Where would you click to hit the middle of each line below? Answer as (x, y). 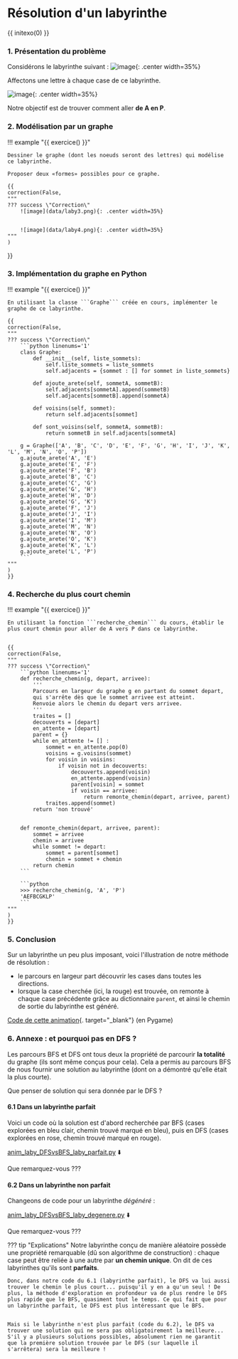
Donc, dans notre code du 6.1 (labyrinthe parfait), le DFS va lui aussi (119, 1281)
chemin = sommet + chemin (83, 860)
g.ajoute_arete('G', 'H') (59, 489)
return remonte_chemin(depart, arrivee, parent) (157, 797)
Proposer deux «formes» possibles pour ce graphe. (84, 174)
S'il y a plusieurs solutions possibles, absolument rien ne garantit (114, 1337)
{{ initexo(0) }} (28, 33)
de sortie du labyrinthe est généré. (68, 1006)
